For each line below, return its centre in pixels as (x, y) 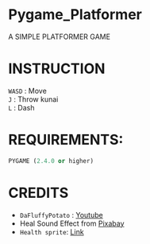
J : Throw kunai (33, 99)
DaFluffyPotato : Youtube (61, 215)
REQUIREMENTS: (66, 140)
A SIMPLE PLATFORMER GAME (60, 37)
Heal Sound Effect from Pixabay (72, 223)
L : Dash (21, 107)
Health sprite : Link (52, 231)
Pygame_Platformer (75, 15)
